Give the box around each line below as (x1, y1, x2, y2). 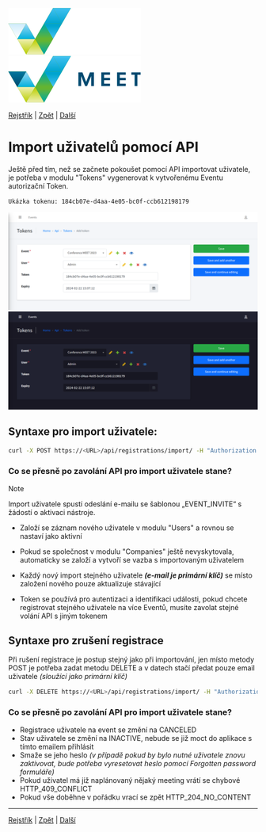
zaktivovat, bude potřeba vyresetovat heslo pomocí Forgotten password (19, 758, 256, 768)
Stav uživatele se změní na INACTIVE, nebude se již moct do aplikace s (19, 733, 253, 742)
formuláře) (19, 767, 55, 777)
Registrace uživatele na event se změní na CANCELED (19, 725, 197, 735)
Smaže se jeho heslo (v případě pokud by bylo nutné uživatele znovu (19, 750, 245, 760)
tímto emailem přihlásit (19, 742, 94, 751)
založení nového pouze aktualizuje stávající (19, 578, 161, 588)
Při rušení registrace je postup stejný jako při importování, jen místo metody (8, 655, 255, 665)
